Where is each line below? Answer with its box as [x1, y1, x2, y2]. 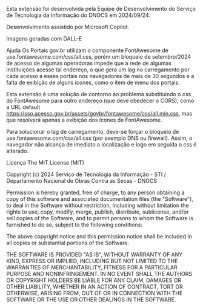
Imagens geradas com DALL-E [6, 35, 82, 42]
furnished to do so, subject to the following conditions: [6, 221, 142, 228]
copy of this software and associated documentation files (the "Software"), [6, 195, 194, 202]
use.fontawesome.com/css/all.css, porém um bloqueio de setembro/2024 [6, 53, 191, 60]
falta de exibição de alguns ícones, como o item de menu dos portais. [6, 79, 180, 86]
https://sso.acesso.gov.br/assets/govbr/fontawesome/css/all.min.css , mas [6, 110, 193, 117]
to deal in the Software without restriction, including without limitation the [6, 202, 189, 209]
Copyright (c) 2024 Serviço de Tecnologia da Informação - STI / [6, 171, 167, 178]
